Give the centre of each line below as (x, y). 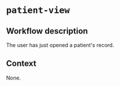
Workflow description (47, 31)
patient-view (38, 10)
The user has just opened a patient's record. (60, 45)
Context (21, 64)
